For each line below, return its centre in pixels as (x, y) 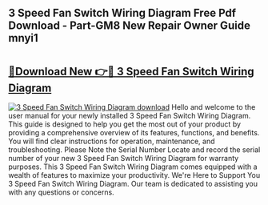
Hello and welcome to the (214, 107)
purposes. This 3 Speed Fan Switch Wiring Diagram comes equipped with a (133, 167)
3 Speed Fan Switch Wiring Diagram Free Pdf (122, 13)
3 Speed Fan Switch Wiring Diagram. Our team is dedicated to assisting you (133, 184)
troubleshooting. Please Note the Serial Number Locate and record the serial (134, 150)
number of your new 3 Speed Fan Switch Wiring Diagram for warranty (124, 158)
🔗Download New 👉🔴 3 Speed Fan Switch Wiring (131, 71)
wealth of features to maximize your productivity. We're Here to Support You (134, 175)
